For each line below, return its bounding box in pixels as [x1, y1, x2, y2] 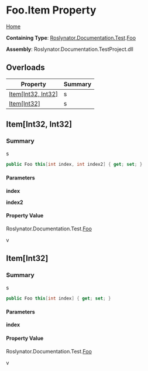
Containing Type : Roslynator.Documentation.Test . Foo [6, 34, 136, 41]
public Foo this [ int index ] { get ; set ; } [6, 295, 111, 302]
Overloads [6, 63, 45, 73]
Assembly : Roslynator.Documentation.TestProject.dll [6, 45, 133, 53]
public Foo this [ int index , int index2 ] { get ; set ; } [6, 162, 143, 168]
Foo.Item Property [6, 4, 97, 17]
